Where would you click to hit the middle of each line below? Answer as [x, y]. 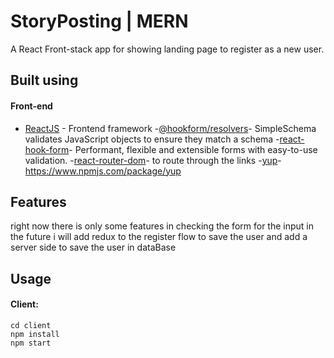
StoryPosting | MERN [99, 21]
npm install [35, 334]
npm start [31, 343]
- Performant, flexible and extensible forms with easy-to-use [193, 149]
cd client [31, 325]
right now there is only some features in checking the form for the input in [162, 226]
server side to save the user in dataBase [93, 247]
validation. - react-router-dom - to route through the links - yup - [153, 160]
